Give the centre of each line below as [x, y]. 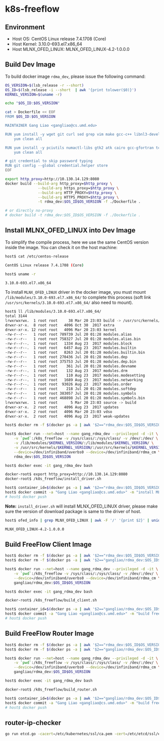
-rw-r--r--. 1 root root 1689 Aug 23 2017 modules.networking [74, 380]
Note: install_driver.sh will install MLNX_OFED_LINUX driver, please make [81, 506]
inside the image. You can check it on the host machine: [61, 247]
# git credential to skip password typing [49, 161]
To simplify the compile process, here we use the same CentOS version [77, 242]
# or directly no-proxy [29, 211]
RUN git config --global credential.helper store [57, 166]
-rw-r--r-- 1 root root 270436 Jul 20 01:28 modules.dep [66, 357]
